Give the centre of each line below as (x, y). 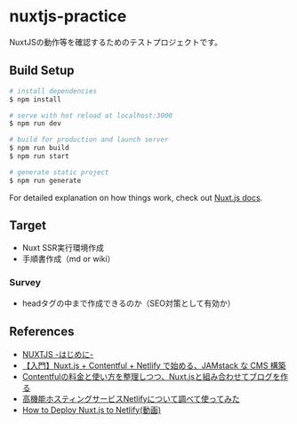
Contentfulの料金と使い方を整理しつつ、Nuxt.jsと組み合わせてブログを (151, 376)
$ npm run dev (36, 124)
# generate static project (59, 172)
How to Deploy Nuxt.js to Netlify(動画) (92, 410)
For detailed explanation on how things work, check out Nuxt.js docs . (136, 197)
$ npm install (36, 100)
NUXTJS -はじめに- (58, 354)
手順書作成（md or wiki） (68, 259)
